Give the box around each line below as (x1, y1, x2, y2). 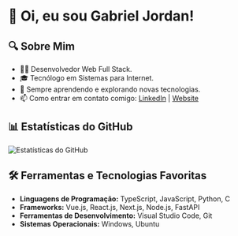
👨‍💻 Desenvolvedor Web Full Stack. (19, 65, 132, 73)
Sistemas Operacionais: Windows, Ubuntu (19, 219, 160, 228)
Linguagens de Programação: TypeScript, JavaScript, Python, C (19, 193, 231, 204)
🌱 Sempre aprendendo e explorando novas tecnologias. (19, 84, 201, 94)
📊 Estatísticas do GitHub (8, 120, 133, 133)
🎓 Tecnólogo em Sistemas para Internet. (19, 73, 154, 82)
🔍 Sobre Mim (8, 39, 76, 53)
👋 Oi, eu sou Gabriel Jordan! (8, 7, 195, 25)
